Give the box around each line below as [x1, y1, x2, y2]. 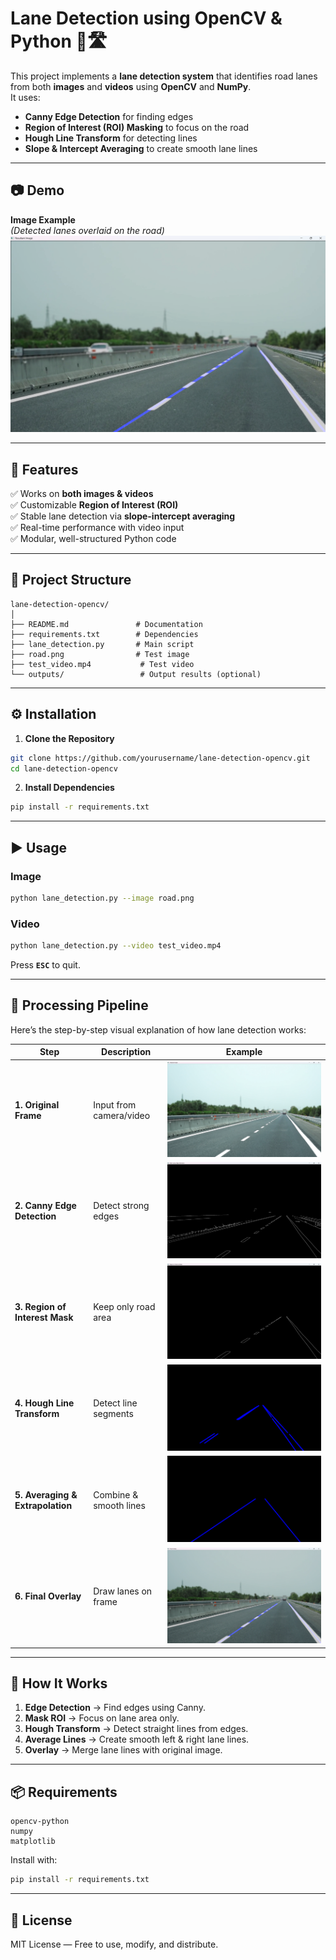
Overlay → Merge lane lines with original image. [24, 1744, 223, 1756]
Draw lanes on [93, 1585, 153, 1597]
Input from [93, 1098, 137, 1111]
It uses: [10, 91, 41, 103]
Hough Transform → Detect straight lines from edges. [24, 1723, 249, 1735]
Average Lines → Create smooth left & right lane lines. [24, 1733, 250, 1746]
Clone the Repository [24, 732, 115, 744]
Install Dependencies [24, 782, 115, 794]
